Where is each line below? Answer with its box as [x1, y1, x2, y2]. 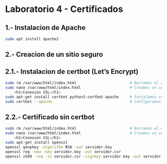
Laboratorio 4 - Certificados [5, 3, 123, 15]
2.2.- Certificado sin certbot [5, 113, 94, 121]
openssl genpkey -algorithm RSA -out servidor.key [5, 145, 112, 150]
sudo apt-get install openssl [5, 140, 68, 145]
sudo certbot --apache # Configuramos [5, 99, 162, 104]
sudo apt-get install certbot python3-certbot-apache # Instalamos [5, 94, 157, 99]
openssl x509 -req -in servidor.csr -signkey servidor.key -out [5, 154, 141, 159]
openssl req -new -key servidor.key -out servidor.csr [5, 149, 121, 154]
